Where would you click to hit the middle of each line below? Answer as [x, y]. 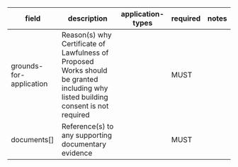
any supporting [86, 135]
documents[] [33, 140]
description [87, 18]
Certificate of [84, 44]
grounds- [27, 66]
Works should [84, 70]
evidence [77, 153]
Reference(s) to [87, 126]
